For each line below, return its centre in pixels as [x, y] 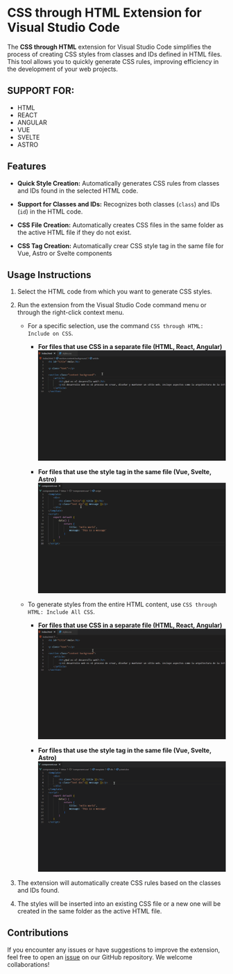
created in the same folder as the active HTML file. [89, 911]
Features [27, 167]
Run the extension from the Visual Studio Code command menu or [112, 305]
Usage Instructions [49, 275]
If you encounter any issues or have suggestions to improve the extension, [114, 950]
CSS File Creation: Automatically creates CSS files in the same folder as [120, 225]
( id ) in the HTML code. [50, 211]
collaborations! [28, 964]
